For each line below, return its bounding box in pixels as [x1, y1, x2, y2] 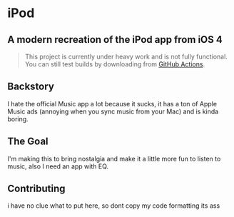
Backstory [7, 81, 55, 93]
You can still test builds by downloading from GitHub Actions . [24, 60, 205, 69]
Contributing [7, 183, 66, 195]
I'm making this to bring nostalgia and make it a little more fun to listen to [7, 154, 221, 163]
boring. [7, 114, 29, 123]
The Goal [7, 136, 49, 148]
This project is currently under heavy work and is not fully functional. [24, 52, 228, 61]
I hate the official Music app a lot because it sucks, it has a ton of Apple [7, 99, 218, 108]
